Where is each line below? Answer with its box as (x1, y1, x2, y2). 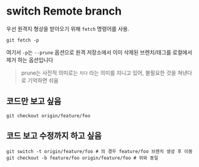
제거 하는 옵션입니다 (6, 56, 53, 63)
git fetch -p (6, 37, 39, 43)
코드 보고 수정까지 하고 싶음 (6, 131, 102, 141)
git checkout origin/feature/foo (6, 112, 91, 119)
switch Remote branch (6, 4, 122, 18)
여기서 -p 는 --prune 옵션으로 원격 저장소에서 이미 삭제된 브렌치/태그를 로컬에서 (6, 49, 192, 56)
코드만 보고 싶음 (6, 96, 62, 107)
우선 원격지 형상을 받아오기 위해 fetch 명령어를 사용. (6, 25, 130, 32)
